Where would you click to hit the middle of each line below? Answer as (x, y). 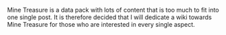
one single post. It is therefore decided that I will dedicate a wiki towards (110, 17)
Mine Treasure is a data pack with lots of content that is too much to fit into (113, 10)
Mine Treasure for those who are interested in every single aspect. (101, 24)
